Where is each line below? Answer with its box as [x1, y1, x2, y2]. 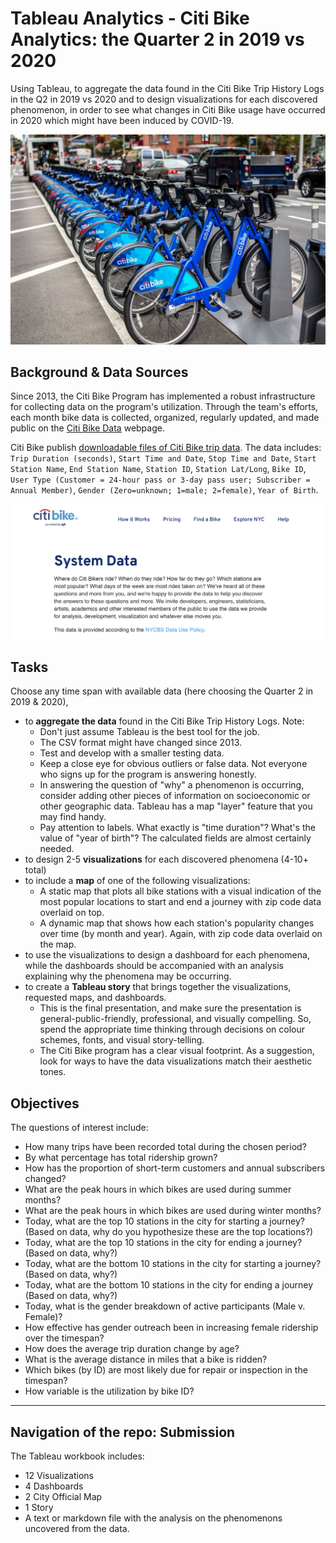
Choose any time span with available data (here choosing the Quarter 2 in [10, 685, 314, 697]
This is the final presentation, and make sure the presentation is [39, 1002, 302, 1014]
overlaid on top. [39, 907, 105, 919]
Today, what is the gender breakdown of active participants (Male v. [24, 1300, 306, 1312]
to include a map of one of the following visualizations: [24, 875, 251, 887]
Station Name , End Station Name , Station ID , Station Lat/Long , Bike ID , [10, 463, 307, 475]
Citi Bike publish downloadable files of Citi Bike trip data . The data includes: [10, 442, 322, 454]
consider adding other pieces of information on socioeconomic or [39, 790, 311, 802]
